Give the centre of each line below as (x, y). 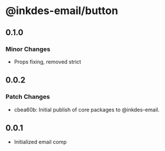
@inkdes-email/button (62, 11)
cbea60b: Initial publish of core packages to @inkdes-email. (87, 109)
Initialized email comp (40, 142)
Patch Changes (28, 97)
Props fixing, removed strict (48, 61)
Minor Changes (28, 49)
